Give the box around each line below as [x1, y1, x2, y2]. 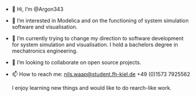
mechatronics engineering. [11, 47, 78, 54]
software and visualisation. [11, 24, 78, 30]
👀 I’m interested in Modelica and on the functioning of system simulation [11, 17, 189, 24]
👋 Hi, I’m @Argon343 [11, 6, 64, 12]
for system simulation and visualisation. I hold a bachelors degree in [11, 41, 178, 48]
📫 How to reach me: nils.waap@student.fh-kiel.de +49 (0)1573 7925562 [11, 71, 191, 77]
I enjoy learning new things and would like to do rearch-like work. [11, 85, 172, 91]
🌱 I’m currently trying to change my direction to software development [11, 35, 184, 41]
